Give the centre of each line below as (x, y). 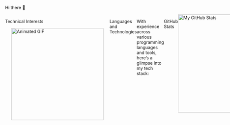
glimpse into (149, 63)
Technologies (123, 32)
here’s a (145, 58)
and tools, (147, 52)
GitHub (171, 21)
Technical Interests (24, 21)
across (144, 32)
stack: (143, 73)
